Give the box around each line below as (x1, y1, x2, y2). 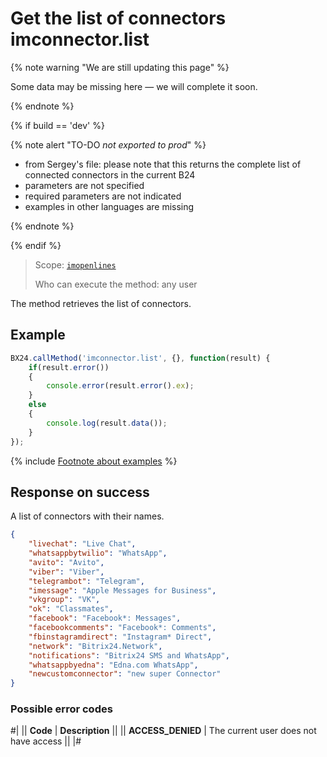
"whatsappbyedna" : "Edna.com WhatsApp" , (28, 660, 199, 670)
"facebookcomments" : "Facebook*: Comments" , (28, 623, 217, 633)
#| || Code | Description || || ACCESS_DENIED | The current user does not (10, 725, 317, 737)
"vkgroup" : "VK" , (28, 595, 101, 605)
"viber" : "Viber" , (28, 567, 105, 577)
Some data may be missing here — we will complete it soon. (10, 80, 258, 92)
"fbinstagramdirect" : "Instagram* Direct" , (28, 632, 213, 642)
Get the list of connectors (10, 7, 227, 30)
